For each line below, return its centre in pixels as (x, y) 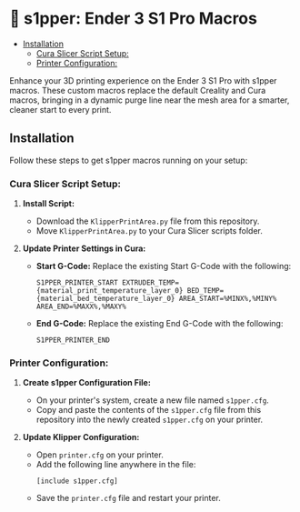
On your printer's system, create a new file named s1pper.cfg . (153, 400)
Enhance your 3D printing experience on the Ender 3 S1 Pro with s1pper (143, 80)
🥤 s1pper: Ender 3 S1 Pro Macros (133, 19)
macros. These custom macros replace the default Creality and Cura (138, 90)
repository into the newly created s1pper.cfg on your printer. (150, 420)
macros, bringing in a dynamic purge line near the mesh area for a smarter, (150, 100)
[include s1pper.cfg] (77, 481)
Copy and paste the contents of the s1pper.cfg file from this (149, 410)
